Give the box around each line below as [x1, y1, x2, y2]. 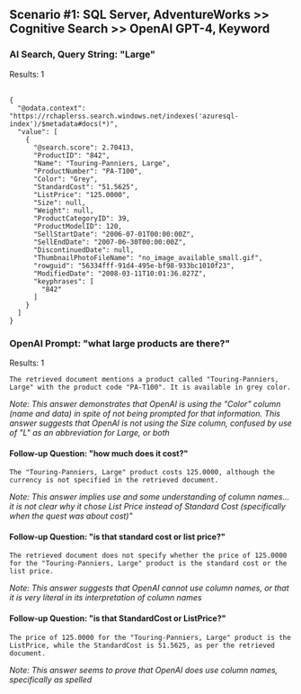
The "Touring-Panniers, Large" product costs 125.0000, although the [9, 468, 276, 477]
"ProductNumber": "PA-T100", [32, 167, 143, 176]
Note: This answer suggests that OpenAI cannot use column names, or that [9, 582, 289, 593]
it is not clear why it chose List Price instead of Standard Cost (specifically [9, 501, 286, 512]
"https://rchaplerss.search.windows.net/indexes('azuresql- [9, 112, 240, 121]
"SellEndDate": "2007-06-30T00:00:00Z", [32, 238, 187, 247]
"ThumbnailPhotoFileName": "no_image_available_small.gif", [32, 253, 263, 262]
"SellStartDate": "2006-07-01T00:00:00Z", [32, 230, 195, 239]
